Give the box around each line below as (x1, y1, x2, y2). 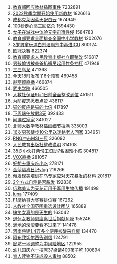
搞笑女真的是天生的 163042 (12, 209, 69, 215)
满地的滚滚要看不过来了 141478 (12, 222, 77, 228)
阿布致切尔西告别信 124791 (12, 234, 68, 240)
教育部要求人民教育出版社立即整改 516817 (12, 54, 99, 60)
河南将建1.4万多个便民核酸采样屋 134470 (12, 228, 97, 234)
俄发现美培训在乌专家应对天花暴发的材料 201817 (12, 173, 112, 179)
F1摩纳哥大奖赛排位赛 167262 (12, 197, 73, 203)
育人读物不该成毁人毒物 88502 (12, 253, 76, 259)
